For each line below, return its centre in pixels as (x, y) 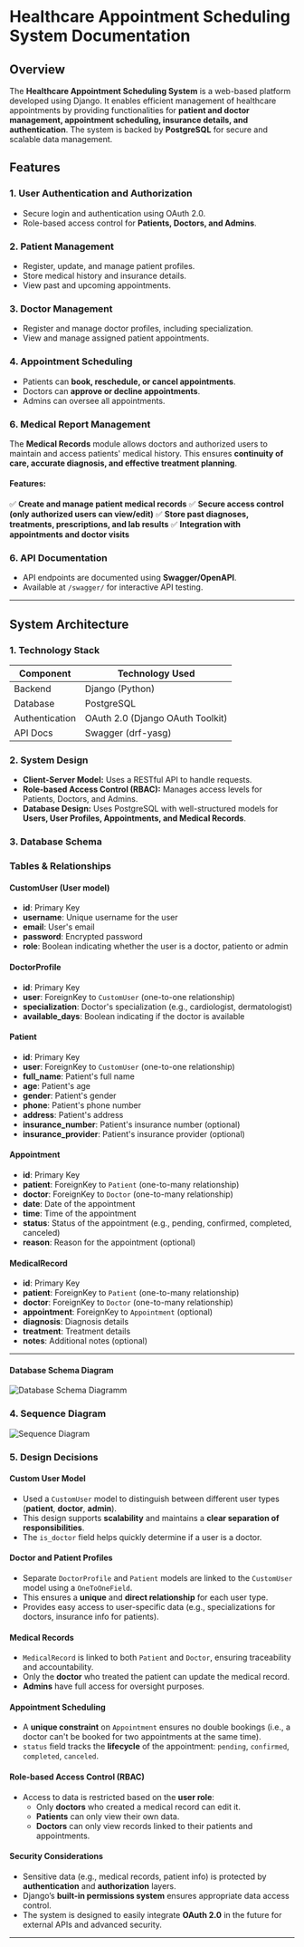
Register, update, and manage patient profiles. (109, 265)
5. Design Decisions (54, 1457)
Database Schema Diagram (62, 1370)
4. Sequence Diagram (58, 1413)
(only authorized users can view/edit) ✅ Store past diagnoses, (129, 515)
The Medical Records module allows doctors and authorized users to (139, 443)
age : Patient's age (57, 1085)
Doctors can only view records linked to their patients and (144, 1826)
